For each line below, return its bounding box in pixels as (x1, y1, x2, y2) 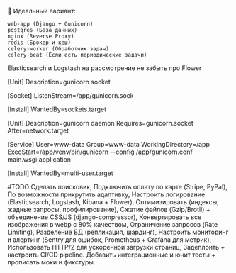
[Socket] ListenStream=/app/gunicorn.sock (7, 91, 134, 99)
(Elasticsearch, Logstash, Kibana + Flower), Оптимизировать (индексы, (7, 198, 219, 206)
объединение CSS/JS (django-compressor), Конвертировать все (7, 213, 202, 221)
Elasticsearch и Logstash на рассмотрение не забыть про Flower (7, 64, 202, 72)
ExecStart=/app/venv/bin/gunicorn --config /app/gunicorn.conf (7, 147, 193, 156)
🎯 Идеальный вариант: (7, 7, 77, 15)
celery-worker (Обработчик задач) (7, 45, 110, 52)
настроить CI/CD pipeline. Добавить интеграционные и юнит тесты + (7, 250, 216, 259)
